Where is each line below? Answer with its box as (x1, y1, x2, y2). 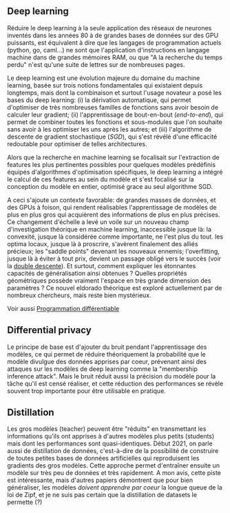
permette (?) (7, 498, 43, 506)
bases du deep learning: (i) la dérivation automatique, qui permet (7, 96, 191, 104)
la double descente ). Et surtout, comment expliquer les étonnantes (7, 261, 196, 270)
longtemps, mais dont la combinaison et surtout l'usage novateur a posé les (7, 88, 222, 97)
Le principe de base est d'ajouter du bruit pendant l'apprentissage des (7, 343, 207, 351)
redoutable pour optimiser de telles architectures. (7, 139, 148, 148)
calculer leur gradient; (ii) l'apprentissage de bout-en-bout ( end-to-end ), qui (7, 110, 224, 119)
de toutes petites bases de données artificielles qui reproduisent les (7, 454, 200, 463)
